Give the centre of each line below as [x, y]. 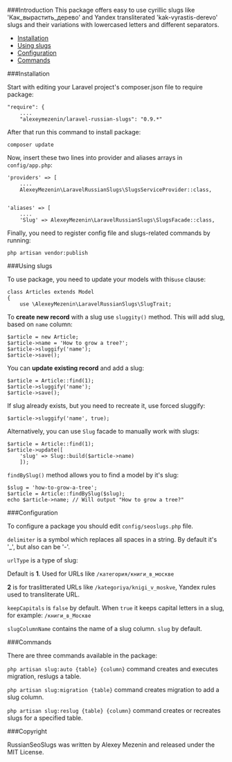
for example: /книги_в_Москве [49, 615]
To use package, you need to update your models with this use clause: [107, 279]
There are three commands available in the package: [82, 655]
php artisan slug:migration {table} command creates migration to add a [113, 690]
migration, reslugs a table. [44, 676]
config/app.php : [30, 165]
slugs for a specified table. [45, 718]
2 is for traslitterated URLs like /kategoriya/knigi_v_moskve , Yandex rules [111, 587]
